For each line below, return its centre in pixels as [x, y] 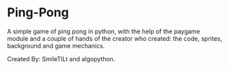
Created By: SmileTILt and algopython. [61, 58]
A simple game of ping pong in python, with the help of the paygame [104, 31]
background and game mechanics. [56, 46]
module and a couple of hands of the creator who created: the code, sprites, [114, 38]
